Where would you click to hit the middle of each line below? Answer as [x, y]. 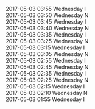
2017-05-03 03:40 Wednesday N [47, 28]
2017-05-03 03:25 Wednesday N [47, 41]
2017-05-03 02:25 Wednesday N [47, 80]
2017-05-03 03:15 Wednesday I [45, 47]
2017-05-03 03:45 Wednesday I [46, 22]
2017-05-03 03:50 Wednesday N [47, 15]
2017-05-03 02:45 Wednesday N [47, 67]
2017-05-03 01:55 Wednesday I [45, 99]
